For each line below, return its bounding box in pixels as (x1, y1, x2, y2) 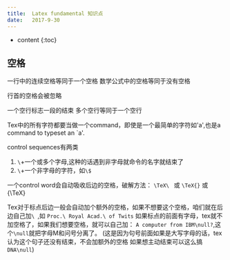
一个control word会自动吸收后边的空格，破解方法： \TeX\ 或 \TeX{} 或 (7, 181, 209, 189)
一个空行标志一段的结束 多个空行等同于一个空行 (7, 106, 142, 115)
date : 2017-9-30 (7, 17, 60, 24)
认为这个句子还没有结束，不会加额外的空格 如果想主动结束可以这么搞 (7, 238, 202, 246)
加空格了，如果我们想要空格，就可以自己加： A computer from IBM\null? (7, 221, 213, 229)
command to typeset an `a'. (7, 129, 85, 137)
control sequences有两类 (7, 143, 79, 151)
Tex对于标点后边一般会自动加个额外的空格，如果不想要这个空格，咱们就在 (7, 203, 218, 212)
